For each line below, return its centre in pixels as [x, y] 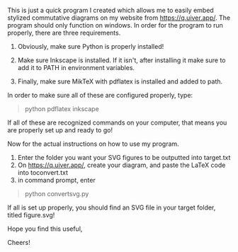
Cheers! [19, 242]
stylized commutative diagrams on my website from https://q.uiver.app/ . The [119, 18]
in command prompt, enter [56, 180]
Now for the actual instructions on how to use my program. [93, 144]
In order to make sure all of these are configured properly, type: [100, 95]
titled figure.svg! [31, 215]
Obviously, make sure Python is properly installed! [91, 46]
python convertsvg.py [57, 194]
